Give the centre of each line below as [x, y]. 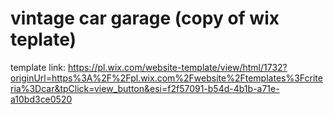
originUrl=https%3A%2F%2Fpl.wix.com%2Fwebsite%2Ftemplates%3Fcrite [166, 78]
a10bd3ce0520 [41, 99]
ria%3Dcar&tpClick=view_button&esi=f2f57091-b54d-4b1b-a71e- [145, 88]
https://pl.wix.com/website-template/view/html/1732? [177, 67]
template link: [38, 67]
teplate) [43, 39]
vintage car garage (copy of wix [145, 18]
